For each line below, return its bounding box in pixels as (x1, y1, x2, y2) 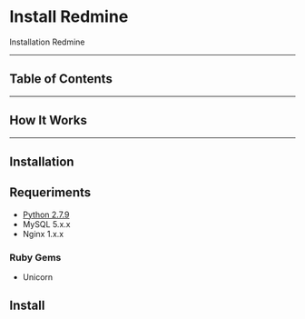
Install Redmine (9, 6, 129, 27)
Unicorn (22, 272, 54, 283)
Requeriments (9, 184, 92, 201)
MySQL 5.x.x (22, 218, 71, 229)
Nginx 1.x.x (22, 228, 64, 239)
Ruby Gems (9, 251, 62, 264)
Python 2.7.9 (22, 209, 70, 220)
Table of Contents (9, 71, 113, 87)
